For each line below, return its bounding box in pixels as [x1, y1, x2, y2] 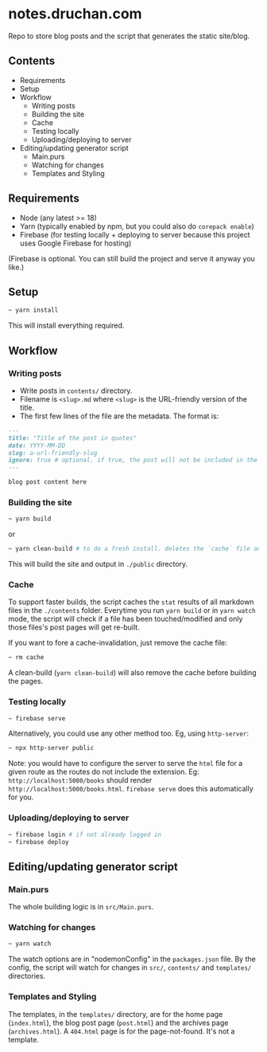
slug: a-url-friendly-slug [8, 449, 98, 457]
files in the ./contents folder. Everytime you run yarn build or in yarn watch [8, 606, 256, 615]
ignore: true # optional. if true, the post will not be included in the [8, 456, 258, 465]
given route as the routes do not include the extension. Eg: [8, 767, 200, 777]
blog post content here [8, 478, 87, 486]
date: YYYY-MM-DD [8, 442, 66, 449]
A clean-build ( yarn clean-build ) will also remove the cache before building [8, 668, 257, 677]
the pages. [8, 677, 44, 686]
